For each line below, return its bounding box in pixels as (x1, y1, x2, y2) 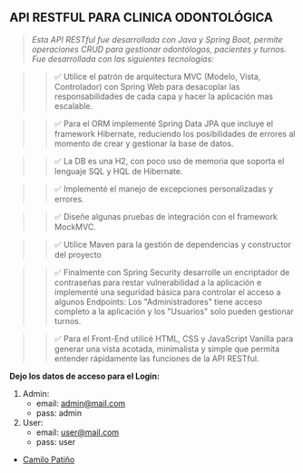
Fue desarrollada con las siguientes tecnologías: (31, 53, 215, 64)
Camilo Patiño (22, 454, 75, 465)
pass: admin (35, 407, 83, 419)
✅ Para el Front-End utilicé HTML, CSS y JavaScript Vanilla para (54, 333, 294, 344)
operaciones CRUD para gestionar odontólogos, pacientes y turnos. (31, 44, 288, 54)
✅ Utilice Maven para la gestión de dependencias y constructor (54, 239, 292, 250)
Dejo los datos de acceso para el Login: (9, 370, 161, 381)
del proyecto (54, 249, 102, 260)
